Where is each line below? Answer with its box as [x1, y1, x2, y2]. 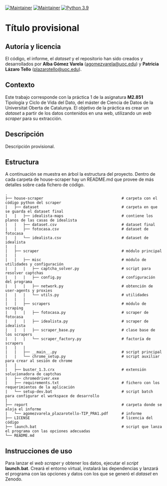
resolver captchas [5, 271, 43, 276]
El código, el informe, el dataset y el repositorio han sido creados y [5, 56, 143, 61]
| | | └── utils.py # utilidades [5, 293, 149, 298]
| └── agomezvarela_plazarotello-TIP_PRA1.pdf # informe [5, 411, 142, 416]
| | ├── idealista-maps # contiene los [5, 213, 153, 218]
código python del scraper [5, 200, 61, 205]
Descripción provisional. [5, 143, 55, 149]
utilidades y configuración [5, 262, 64, 267]
